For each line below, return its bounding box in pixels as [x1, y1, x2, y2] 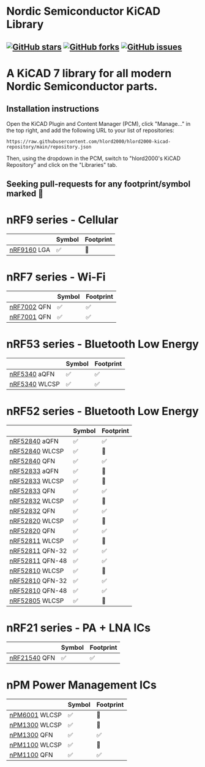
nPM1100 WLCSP [9, 741, 62, 749]
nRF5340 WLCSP [9, 379, 60, 388]
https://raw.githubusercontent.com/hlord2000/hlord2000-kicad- [6, 138, 171, 145]
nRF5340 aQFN [9, 369, 55, 378]
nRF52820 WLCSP [9, 517, 64, 525]
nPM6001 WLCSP [9, 711, 62, 719]
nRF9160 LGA [9, 245, 51, 254]
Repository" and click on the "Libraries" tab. [6, 161, 117, 168]
